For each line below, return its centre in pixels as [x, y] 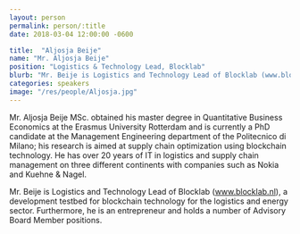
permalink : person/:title [57, 26]
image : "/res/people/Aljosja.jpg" [74, 92]
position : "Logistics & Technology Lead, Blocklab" [107, 67]
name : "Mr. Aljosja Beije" [59, 59]
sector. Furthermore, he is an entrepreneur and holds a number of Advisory [148, 210]
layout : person [37, 17]
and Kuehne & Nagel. [48, 174]
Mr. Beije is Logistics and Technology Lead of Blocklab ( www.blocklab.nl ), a [149, 191]
